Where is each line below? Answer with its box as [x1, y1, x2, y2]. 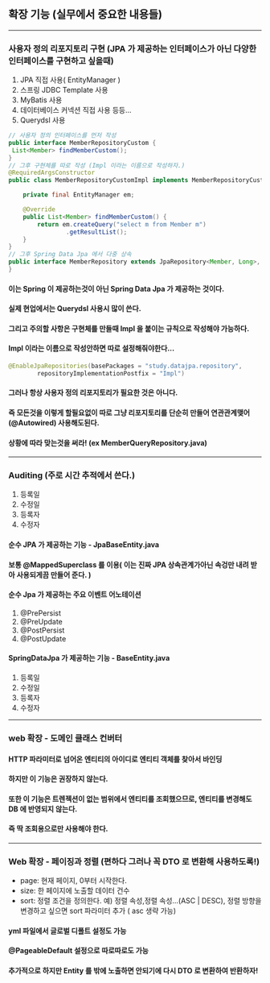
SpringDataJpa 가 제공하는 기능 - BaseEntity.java [8, 653, 170, 663]
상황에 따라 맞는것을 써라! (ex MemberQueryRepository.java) [8, 438, 207, 447]
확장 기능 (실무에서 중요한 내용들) [8, 7, 163, 22]
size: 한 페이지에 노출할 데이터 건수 [19, 886, 130, 896]
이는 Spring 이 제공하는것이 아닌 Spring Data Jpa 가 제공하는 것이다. [8, 284, 225, 293]
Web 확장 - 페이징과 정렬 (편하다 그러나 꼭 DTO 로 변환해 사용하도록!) [8, 856, 260, 867]
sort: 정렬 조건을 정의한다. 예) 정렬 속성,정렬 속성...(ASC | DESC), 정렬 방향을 [19, 896, 263, 906]
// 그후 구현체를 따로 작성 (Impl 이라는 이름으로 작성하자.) [8, 161, 186, 169]
